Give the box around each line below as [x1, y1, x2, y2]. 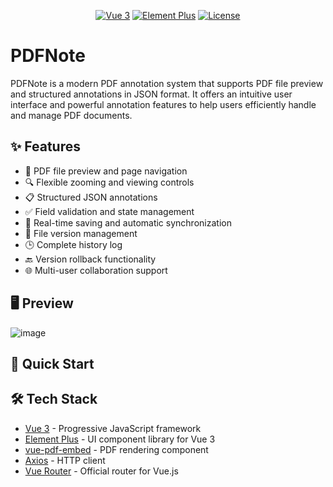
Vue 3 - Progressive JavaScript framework [24, 422, 202, 434]
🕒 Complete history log [24, 238, 123, 250]
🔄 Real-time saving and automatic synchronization [24, 216, 232, 229]
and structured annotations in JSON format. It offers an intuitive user [10, 88, 293, 100]
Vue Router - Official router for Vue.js [24, 465, 179, 477]
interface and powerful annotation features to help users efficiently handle [10, 98, 317, 110]
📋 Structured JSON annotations [24, 191, 158, 203]
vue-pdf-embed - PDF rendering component [24, 443, 209, 455]
